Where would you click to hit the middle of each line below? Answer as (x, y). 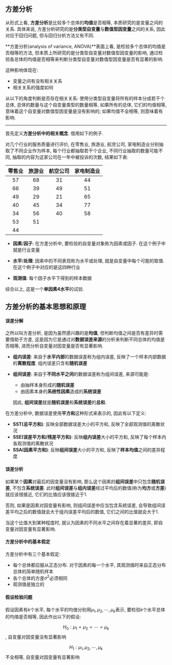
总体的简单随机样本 (33, 571)
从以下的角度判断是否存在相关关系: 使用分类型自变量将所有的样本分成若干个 (85, 98)
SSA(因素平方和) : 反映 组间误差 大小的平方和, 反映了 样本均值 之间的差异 (87, 450)
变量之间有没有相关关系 (37, 81)
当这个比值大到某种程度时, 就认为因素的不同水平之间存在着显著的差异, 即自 (84, 522)
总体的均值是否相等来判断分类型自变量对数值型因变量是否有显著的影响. (89, 59)
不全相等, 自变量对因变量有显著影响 (42, 657)
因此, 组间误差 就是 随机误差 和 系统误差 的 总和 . (59, 403)
